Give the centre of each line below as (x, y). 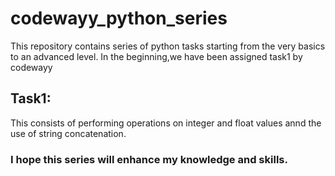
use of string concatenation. (68, 133)
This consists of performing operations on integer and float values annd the (166, 123)
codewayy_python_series (119, 18)
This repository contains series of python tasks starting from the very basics (168, 46)
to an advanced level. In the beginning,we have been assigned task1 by (156, 56)
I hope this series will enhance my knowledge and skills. (149, 159)
